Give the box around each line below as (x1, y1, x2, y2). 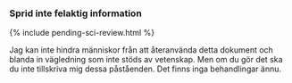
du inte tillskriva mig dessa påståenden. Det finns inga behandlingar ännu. (9, 63, 281, 74)
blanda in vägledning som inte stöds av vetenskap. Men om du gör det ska (9, 54, 283, 65)
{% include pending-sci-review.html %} (9, 28, 154, 38)
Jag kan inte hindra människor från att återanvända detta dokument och (9, 45, 274, 55)
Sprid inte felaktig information (9, 7, 143, 20)
